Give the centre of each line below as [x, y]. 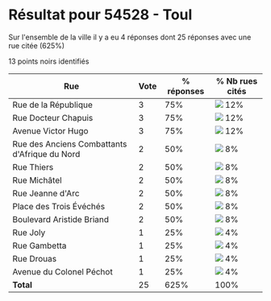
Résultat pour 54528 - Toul [100, 15]
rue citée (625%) [37, 45]
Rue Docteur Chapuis [53, 118]
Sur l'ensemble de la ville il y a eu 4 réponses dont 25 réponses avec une [130, 37]
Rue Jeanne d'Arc [46, 193]
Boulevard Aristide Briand [60, 219]
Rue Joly [29, 233]
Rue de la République [52, 105]
